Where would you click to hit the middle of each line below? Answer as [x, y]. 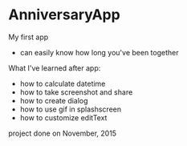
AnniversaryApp [64, 15]
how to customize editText [63, 117]
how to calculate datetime [63, 83]
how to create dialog [54, 100]
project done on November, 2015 [63, 133]
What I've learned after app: [55, 68]
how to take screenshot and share [76, 92]
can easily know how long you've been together [99, 52]
